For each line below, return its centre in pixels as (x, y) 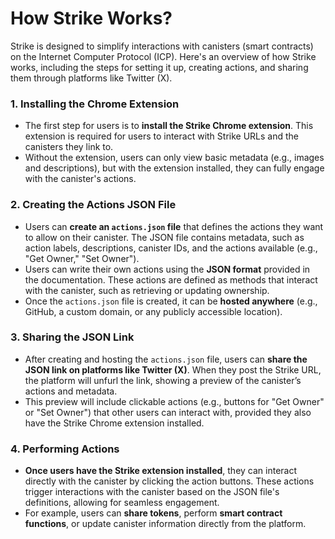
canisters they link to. (69, 147)
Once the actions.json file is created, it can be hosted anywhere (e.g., (171, 301)
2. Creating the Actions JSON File (93, 205)
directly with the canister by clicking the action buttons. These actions (169, 481)
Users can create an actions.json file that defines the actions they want (174, 226)
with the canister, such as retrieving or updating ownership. (147, 290)
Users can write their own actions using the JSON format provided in (167, 269)
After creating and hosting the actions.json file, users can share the (166, 359)
